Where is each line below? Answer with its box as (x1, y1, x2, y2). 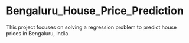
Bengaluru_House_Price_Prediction (6, 4, 184, 18)
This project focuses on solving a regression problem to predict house (6, 24, 177, 31)
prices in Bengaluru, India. (6, 29, 70, 37)
